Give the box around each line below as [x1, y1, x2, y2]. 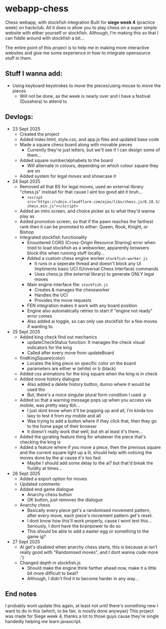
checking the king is [19, 439, 61, 445]
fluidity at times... [27, 465, 63, 471]
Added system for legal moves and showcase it [19, 173, 116, 179]
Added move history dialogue [19, 376, 80, 382]
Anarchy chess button [27, 491, 72, 497]
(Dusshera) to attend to [19, 98, 67, 104]
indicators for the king [27, 344, 72, 350]
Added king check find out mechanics [19, 334, 97, 340]
